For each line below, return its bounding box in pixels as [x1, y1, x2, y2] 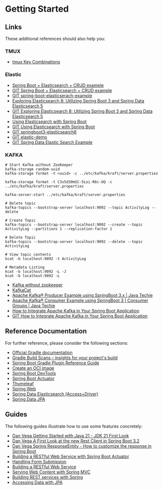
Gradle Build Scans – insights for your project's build [12, 354, 118, 360]
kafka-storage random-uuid [5, 167, 60, 172]
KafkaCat [12, 287, 31, 293]
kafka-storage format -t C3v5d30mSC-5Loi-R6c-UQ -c [5, 179, 112, 184]
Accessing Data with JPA [12, 479, 63, 485]
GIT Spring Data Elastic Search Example [12, 139, 93, 145]
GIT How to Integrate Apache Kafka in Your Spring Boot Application [12, 313, 148, 319]
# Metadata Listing [5, 265, 45, 270]
